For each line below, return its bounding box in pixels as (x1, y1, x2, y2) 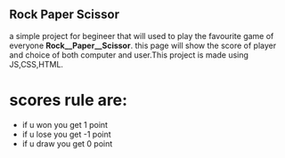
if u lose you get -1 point (21, 129, 111, 139)
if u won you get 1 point (21, 119, 109, 130)
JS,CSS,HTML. (9, 59, 64, 69)
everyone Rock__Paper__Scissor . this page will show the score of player (9, 40, 277, 51)
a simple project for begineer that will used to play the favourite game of (9, 30, 274, 41)
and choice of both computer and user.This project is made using (9, 49, 249, 60)
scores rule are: (9, 91, 127, 110)
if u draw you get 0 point (21, 138, 113, 149)
